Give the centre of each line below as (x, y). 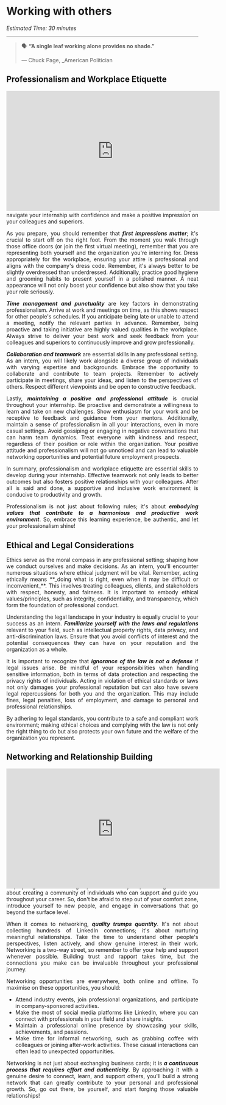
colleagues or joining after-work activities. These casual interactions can (107, 1045)
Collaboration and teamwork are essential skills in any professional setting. (102, 355)
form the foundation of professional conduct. (63, 605)
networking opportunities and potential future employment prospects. (94, 457)
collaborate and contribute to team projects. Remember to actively (102, 374)
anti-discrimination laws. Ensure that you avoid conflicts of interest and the (102, 636)
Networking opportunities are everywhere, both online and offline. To (102, 981)
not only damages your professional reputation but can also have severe (102, 687)
